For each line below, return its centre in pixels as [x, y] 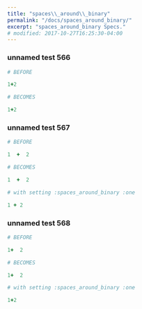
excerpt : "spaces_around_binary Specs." [67, 27]
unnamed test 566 [39, 58]
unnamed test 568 [39, 223]
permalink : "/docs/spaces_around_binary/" [70, 20]
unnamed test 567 [39, 128]
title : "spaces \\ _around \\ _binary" [59, 14]
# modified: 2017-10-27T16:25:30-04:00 [65, 33]
